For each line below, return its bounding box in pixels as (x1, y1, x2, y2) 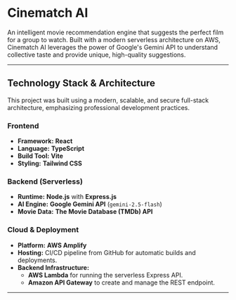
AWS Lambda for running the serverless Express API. (27, 271, 183, 279)
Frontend (7, 121, 39, 130)
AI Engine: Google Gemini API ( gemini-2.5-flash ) (17, 200, 163, 208)
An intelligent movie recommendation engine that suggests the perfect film (7, 28, 224, 36)
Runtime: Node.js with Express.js (17, 193, 117, 201)
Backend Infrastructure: (17, 263, 90, 271)
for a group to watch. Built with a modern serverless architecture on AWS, (7, 35, 221, 43)
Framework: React (17, 137, 73, 145)
